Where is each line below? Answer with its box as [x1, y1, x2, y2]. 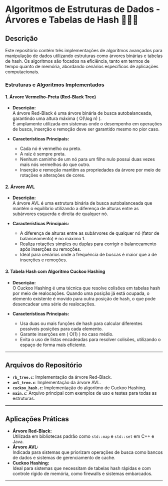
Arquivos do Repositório [5, 361, 82, 369]
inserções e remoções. [19, 257, 67, 263]
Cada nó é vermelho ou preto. [19, 145, 81, 151]
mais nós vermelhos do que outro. [19, 161, 91, 168]
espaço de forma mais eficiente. [19, 342, 86, 348]
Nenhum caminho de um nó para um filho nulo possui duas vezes [19, 156, 155, 163]
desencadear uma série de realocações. [12, 301, 96, 307]
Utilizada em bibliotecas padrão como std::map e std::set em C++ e [12, 433, 154, 439]
